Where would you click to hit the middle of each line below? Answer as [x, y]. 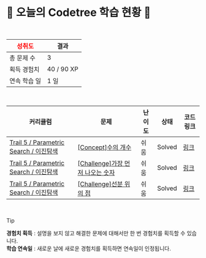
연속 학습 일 [25, 81]
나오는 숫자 [100, 172]
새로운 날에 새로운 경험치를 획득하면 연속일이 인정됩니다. [104, 248]
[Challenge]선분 [100, 184]
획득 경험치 [25, 69]
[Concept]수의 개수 [105, 147]
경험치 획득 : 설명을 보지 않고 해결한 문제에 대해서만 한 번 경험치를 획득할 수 [96, 233]
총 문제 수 [22, 57]
